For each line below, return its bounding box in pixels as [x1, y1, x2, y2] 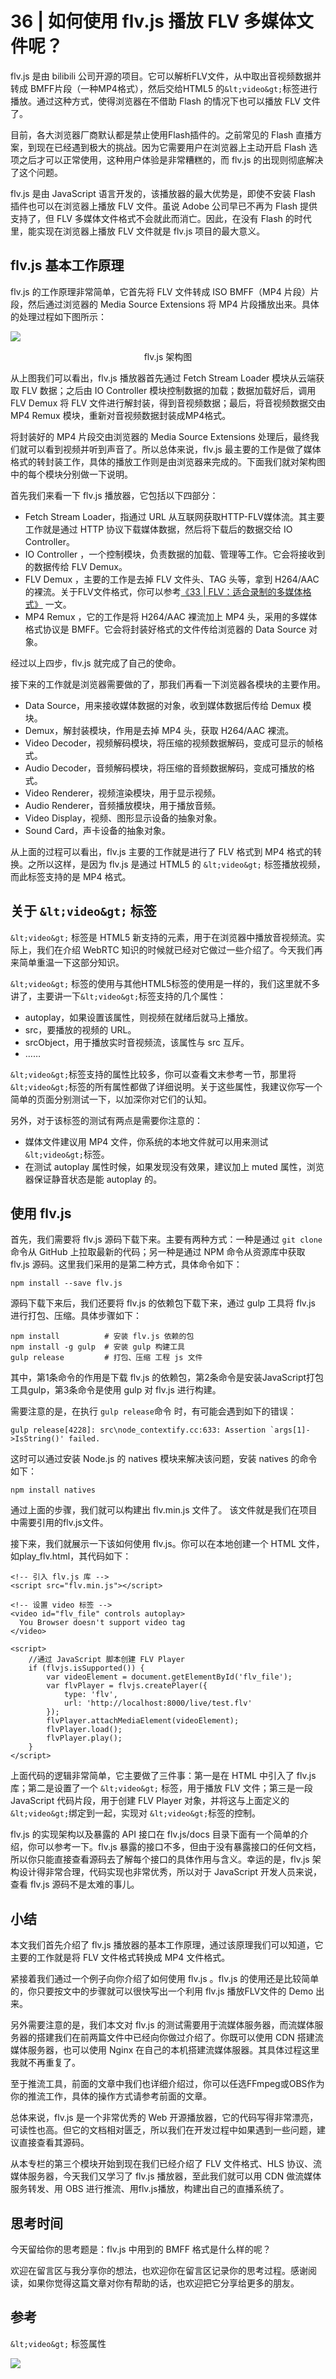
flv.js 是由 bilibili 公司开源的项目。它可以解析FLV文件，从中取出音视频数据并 [10, 70, 322, 82]
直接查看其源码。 [18, 2137, 90, 2149]
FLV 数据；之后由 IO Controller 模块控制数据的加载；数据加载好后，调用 [21, 384, 317, 396]
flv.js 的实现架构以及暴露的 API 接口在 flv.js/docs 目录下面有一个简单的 [10, 1828, 300, 1841]
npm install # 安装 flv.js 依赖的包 [10, 1332, 195, 1342]
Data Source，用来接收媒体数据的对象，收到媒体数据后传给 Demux [24, 699, 301, 711]
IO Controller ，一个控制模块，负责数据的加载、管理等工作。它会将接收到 [24, 548, 326, 560]
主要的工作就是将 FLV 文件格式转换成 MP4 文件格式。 [10, 1952, 231, 1964]
